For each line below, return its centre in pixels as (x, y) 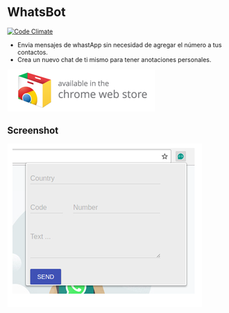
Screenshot (33, 130)
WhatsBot (36, 12)
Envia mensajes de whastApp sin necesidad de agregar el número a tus (119, 45)
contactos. (33, 52)
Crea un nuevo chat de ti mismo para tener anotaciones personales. (114, 59)
